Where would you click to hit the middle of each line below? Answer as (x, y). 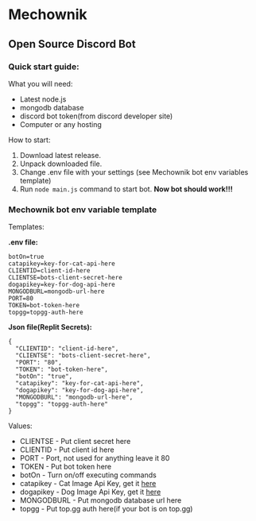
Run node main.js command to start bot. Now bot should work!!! (126, 189)
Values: (21, 426)
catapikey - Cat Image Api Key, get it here (88, 484)
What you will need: (41, 83)
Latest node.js (43, 99)
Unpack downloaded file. (61, 164)
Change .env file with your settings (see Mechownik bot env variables (134, 172)
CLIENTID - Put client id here (67, 450)
